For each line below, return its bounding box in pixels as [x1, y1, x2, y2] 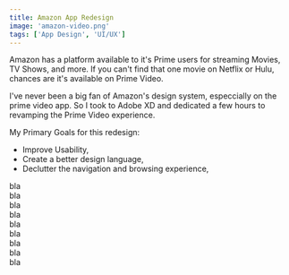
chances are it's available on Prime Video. [9, 73, 164, 84]
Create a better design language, [21, 154, 145, 165]
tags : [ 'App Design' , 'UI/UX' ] [9, 30, 126, 39]
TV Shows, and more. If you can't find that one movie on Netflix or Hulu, [9, 64, 275, 74]
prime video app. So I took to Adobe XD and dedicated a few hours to [9, 100, 266, 111]
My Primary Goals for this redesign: [9, 127, 140, 138]
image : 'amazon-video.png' [9, 21, 110, 30]
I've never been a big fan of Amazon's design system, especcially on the [9, 90, 277, 101]
